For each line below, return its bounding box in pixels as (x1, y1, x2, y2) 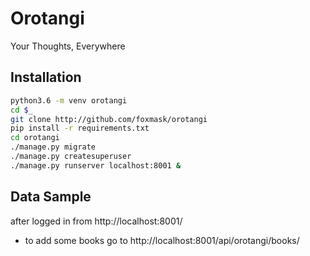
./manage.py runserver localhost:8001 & (10, 160, 182, 171)
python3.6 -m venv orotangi (10, 95, 128, 106)
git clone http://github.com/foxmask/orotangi (10, 114, 208, 124)
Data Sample (10, 188, 92, 206)
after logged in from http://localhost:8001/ (10, 215, 183, 227)
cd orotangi (10, 133, 60, 143)
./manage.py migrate (10, 142, 97, 152)
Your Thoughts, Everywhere (10, 40, 126, 52)
